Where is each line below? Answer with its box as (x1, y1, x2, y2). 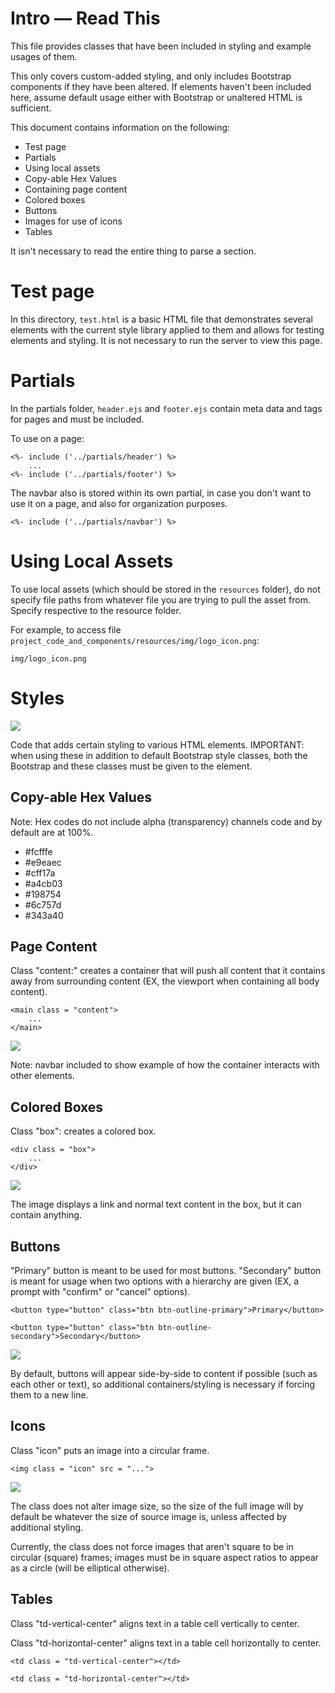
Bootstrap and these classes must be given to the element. (10, 760, 253, 772)
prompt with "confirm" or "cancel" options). (10, 1285, 191, 1297)
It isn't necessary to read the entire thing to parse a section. (10, 245, 257, 257)
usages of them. (10, 50, 78, 62)
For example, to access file (10, 623, 122, 636)
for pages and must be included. (10, 413, 145, 425)
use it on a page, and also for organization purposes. (10, 497, 228, 509)
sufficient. (10, 102, 52, 114)
